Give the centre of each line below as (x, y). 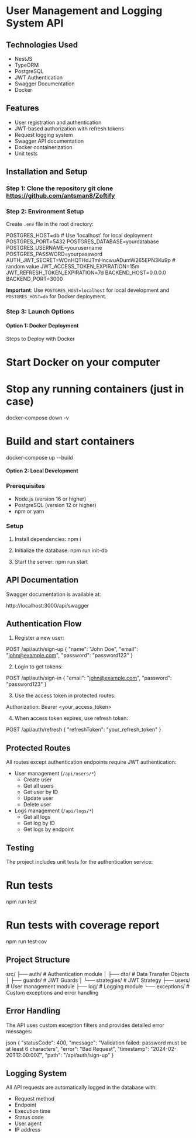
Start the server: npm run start (51, 561)
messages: (19, 1031)
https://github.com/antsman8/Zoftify (61, 196)
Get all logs (37, 817)
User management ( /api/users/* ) (55, 774)
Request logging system (44, 135)
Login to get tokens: (39, 667)
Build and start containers (71, 441)
